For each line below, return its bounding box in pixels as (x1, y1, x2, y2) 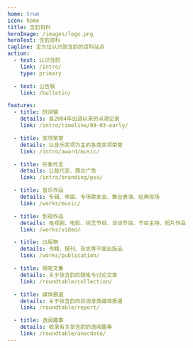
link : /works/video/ (20, 226, 81, 233)
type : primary (20, 70, 62, 77)
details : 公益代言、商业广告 (20, 168, 97, 175)
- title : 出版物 (13, 239, 59, 246)
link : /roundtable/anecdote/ (20, 330, 106, 337)
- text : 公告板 (13, 82, 55, 89)
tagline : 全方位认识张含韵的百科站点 (7, 43, 105, 50)
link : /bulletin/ (20, 89, 72, 97)
